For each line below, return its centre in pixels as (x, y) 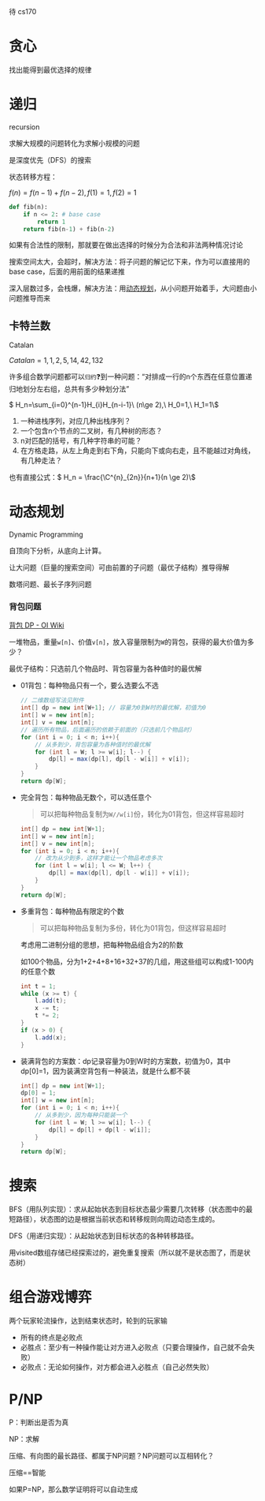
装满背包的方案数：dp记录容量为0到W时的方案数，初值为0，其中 (125, 1061)
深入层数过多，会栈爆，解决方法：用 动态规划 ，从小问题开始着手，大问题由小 (133, 288)
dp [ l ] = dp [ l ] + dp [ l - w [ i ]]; (100, 1130)
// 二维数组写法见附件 (52, 701)
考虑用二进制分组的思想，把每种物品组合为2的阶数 (102, 945)
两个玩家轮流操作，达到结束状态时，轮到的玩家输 (88, 1321)
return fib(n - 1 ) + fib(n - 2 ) (69, 229)
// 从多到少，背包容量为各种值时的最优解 (93, 744)
